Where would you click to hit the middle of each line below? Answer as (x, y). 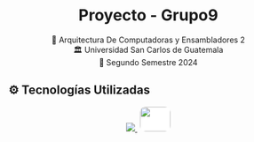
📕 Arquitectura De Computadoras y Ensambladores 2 (148, 40)
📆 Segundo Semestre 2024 (148, 62)
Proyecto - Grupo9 (148, 15)
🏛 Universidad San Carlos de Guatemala (148, 49)
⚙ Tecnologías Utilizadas (79, 90)
